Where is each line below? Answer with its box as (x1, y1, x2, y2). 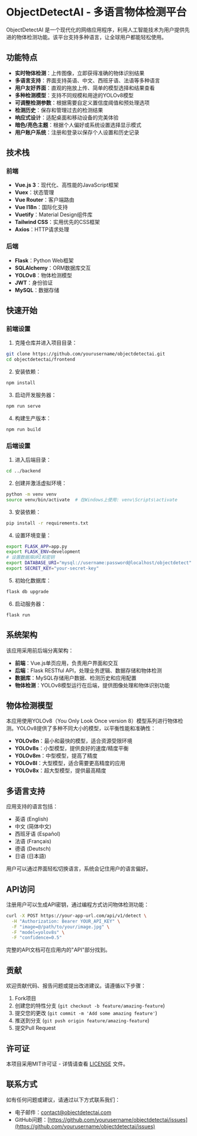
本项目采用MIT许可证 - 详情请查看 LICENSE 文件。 (6, 1060, 128, 1067)
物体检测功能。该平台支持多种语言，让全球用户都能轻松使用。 (16, 33, 167, 40)
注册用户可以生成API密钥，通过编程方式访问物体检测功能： (6, 901, 150, 908)
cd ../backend (6, 468, 41, 474)
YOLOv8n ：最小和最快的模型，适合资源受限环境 (14, 737, 133, 744)
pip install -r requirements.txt (6, 520, 89, 526)
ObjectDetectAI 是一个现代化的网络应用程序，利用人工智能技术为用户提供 (6, 26, 185, 33)
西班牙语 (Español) (14, 830, 61, 837)
